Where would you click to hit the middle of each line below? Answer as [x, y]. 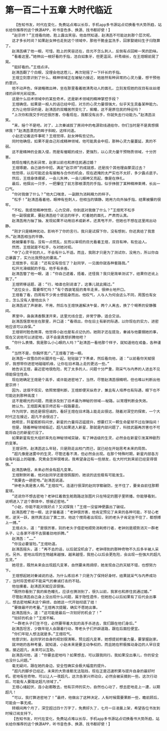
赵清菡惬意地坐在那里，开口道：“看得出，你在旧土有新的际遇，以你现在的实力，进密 [85, 321]
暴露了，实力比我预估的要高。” [35, 258]
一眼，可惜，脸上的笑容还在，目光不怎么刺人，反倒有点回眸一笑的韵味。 [97, 51]
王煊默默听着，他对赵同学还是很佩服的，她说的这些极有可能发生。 [69, 475]
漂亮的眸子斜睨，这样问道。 [54, 131]
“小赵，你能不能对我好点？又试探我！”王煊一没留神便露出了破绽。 [70, 507]
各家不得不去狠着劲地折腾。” [44, 533]
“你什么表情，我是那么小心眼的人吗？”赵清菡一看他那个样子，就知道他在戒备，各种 [84, 343]
